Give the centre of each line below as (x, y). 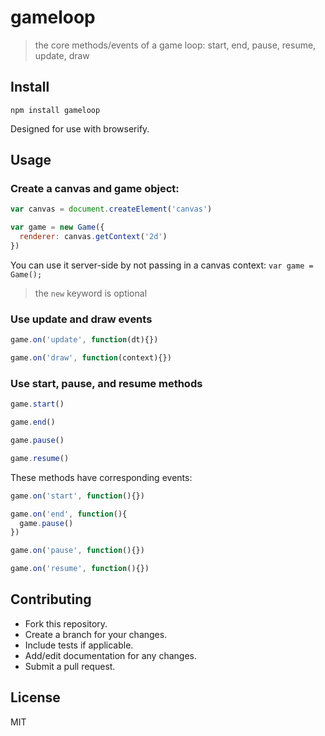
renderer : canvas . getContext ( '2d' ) (93, 237)
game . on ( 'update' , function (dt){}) (84, 340)
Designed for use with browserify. (80, 128)
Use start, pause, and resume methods (106, 383)
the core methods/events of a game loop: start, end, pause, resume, (175, 45)
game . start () (37, 404)
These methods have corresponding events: (101, 477)
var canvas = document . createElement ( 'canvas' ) (111, 209)
